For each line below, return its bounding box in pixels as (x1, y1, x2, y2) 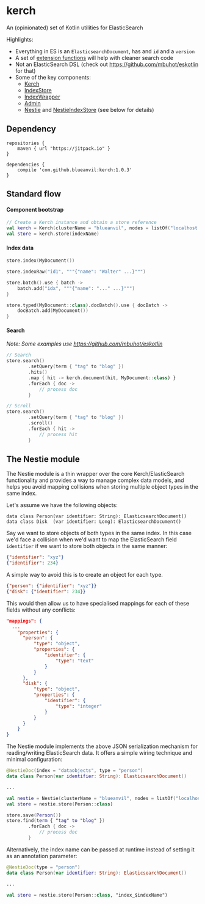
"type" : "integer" (55, 703, 103, 709)
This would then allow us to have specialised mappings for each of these (6, 599, 190, 607)
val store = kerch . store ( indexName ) (6, 231, 99, 237)
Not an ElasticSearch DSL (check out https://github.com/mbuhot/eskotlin (15, 61, 199, 68)
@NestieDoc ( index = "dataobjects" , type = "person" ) (6, 768, 143, 774)
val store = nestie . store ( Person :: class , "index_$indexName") (6, 892, 168, 898)
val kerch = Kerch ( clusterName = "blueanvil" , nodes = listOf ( (6, 225, 171, 231)
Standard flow (6, 189, 61, 199)
